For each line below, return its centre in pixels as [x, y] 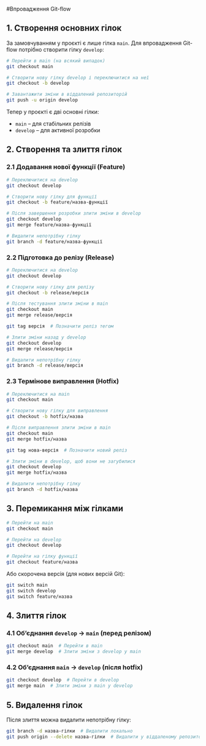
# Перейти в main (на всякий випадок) [56, 61]
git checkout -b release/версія [48, 293]
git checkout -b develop [38, 83]
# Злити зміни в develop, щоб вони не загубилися [71, 461]
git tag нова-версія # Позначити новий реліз [67, 450]
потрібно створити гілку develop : [61, 49]
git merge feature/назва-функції [49, 225]
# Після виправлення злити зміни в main [59, 428]
